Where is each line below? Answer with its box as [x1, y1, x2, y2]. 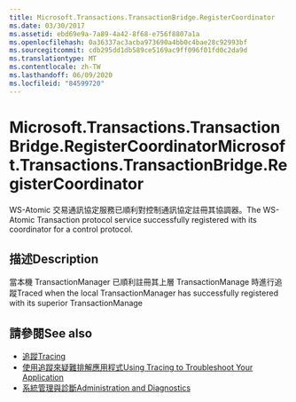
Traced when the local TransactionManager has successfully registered [17, 288, 279, 298]
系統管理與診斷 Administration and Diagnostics [21, 382, 191, 393]
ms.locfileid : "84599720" [9, 79, 105, 88]
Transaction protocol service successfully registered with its [36, 214, 257, 225]
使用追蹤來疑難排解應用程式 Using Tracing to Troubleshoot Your [21, 362, 253, 373]
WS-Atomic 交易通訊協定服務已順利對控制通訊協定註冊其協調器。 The [9, 204, 261, 215]
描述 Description [9, 251, 99, 266]
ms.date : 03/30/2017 [9, 21, 86, 30]
